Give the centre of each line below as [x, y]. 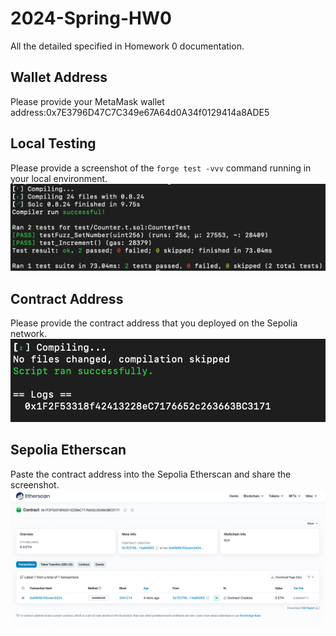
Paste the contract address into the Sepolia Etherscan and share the [151, 474]
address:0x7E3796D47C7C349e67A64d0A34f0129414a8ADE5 [140, 112]
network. [29, 334]
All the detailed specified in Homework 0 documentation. [127, 46]
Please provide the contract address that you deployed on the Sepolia [154, 323]
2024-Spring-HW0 [91, 18]
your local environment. [59, 178]
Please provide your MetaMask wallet [87, 101]
